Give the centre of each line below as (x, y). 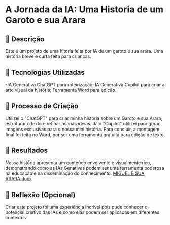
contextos (16, 218)
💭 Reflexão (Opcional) (40, 195)
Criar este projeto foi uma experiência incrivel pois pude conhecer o (76, 207)
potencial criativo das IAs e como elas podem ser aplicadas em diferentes (82, 212)
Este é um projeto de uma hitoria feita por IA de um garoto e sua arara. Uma (84, 51)
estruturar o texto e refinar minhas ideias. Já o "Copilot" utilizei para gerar (82, 123)
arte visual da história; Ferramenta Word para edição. (61, 90)
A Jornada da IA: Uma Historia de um (84, 9)
